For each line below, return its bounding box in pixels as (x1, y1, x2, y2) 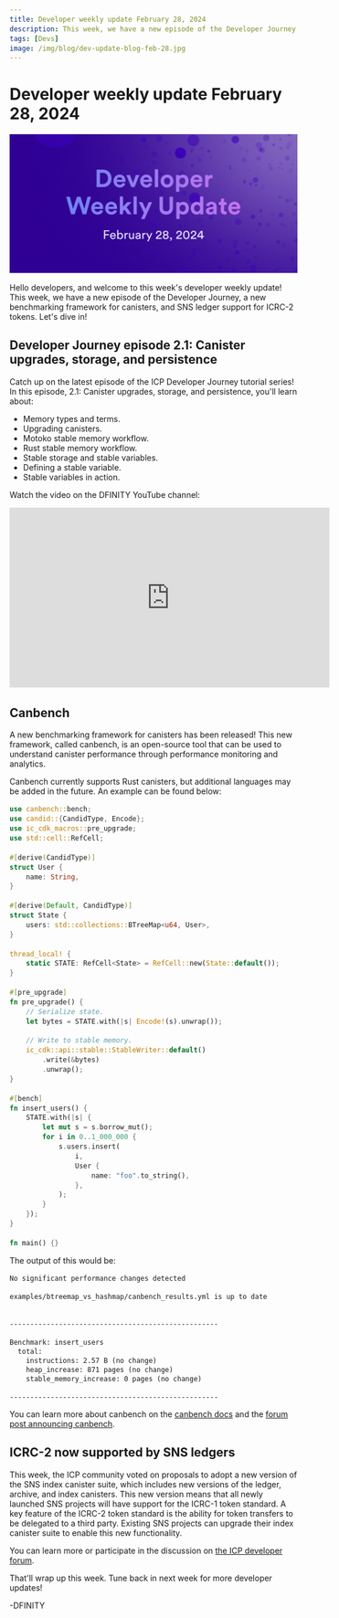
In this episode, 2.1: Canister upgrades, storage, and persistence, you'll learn (9, 386, 298, 397)
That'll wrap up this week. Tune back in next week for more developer (9, 1572, 272, 1583)
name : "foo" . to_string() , (90, 1170, 190, 1180)
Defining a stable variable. (22, 461, 122, 472)
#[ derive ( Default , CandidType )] (9, 901, 132, 911)
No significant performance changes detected (9, 1274, 185, 1283)
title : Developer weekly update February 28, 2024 (9, 15, 207, 24)
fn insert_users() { (9, 1104, 89, 1113)
